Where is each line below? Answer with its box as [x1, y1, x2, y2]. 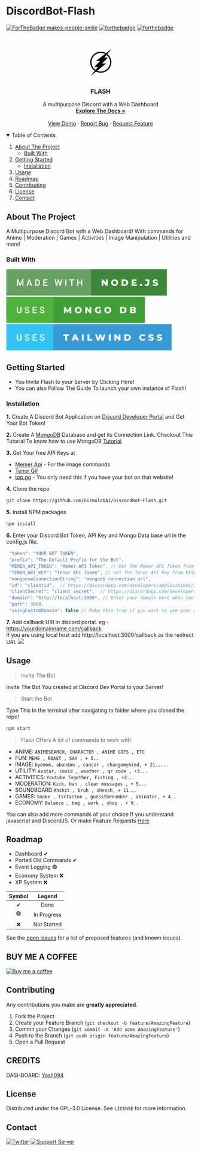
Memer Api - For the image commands [14, 461, 111, 468]
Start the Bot [20, 695, 53, 702]
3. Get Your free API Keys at [6, 449, 75, 457]
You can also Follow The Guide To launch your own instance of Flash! [14, 384, 187, 392]
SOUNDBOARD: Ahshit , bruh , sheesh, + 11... [14, 786, 137, 794]
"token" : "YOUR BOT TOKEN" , [8, 551, 79, 557]
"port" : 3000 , [8, 601, 44, 607]
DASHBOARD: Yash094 [6, 1071, 64, 1079]
